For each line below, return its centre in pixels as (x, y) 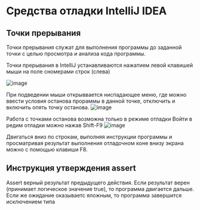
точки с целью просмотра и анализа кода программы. (76, 54)
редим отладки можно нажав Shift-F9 (55, 125)
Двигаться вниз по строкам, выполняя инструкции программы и (89, 137)
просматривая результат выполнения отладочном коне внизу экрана (95, 143)
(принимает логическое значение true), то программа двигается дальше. (100, 189)
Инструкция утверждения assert (71, 168)
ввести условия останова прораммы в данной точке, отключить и (91, 101)
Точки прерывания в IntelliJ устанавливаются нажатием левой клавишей (99, 65)
